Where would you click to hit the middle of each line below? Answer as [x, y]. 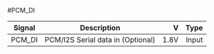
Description [100, 28]
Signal [24, 28]
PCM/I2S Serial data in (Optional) [100, 40]
